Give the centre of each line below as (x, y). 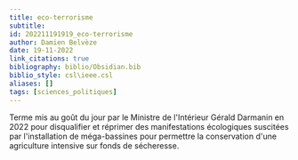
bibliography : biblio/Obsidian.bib (75, 68)
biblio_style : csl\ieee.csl (61, 76)
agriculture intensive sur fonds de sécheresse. (94, 145)
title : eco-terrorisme (51, 17)
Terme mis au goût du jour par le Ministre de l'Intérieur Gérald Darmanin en (147, 117)
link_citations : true (49, 59)
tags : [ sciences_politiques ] (63, 92)
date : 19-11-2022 (41, 51)
